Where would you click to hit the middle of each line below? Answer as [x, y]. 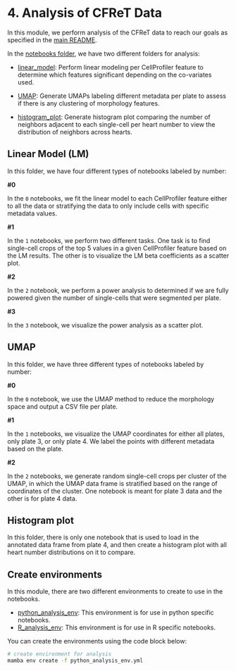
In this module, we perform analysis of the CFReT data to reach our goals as [118, 32]
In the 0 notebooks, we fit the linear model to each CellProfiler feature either [117, 198]
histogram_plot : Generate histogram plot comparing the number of [114, 117]
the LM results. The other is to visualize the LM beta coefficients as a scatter [118, 256]
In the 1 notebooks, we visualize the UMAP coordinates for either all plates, [116, 434]
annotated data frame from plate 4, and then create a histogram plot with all [117, 545]
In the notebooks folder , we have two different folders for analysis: [104, 54]
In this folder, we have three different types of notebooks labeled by [106, 364]
